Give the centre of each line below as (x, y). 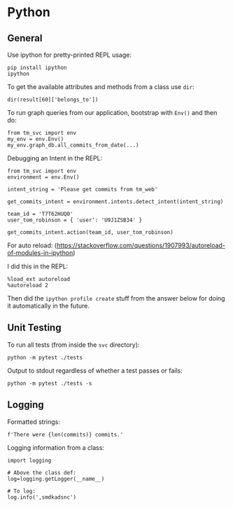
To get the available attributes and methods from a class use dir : (101, 87)
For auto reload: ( (32, 245)
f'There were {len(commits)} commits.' (65, 434)
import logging (29, 460)
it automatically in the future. (48, 306)
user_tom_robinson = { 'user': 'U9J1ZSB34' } (75, 220)
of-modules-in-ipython (40, 253)
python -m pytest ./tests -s (50, 383)
